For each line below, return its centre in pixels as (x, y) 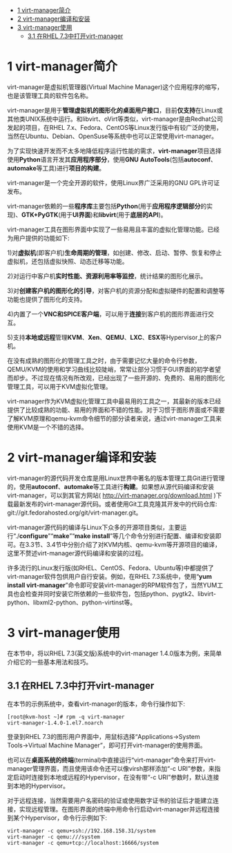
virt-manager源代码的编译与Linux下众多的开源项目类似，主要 (94, 527)
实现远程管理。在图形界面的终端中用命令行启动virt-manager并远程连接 (119, 809)
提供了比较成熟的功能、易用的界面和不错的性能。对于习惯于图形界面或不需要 (116, 410)
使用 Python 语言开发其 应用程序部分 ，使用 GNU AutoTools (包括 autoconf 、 (112, 159)
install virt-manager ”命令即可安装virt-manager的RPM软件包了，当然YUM (112, 585)
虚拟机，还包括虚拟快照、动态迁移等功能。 (68, 261)
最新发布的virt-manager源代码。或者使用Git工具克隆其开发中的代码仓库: (115, 504)
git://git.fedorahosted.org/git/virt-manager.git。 (75, 512)
